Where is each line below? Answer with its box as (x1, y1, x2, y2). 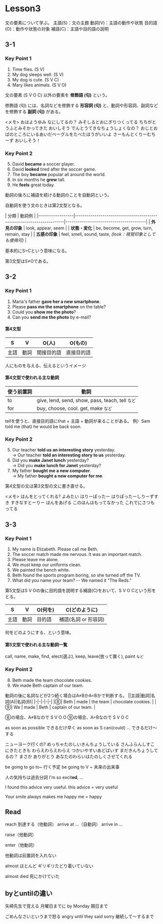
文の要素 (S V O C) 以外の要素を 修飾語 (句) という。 (5, 92, 110, 98)
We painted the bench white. (12, 567, 70, 573)
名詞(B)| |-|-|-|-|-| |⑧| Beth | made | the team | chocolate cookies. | (17, 699, 154, 704)
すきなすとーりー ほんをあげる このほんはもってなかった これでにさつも (10, 499, 155, 505)
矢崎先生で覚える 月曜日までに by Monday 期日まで (5, 903, 108, 909)
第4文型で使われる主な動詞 (5, 375, 60, 380)
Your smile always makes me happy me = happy (5, 794, 102, 799)
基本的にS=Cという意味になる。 (5, 248, 70, 253)
